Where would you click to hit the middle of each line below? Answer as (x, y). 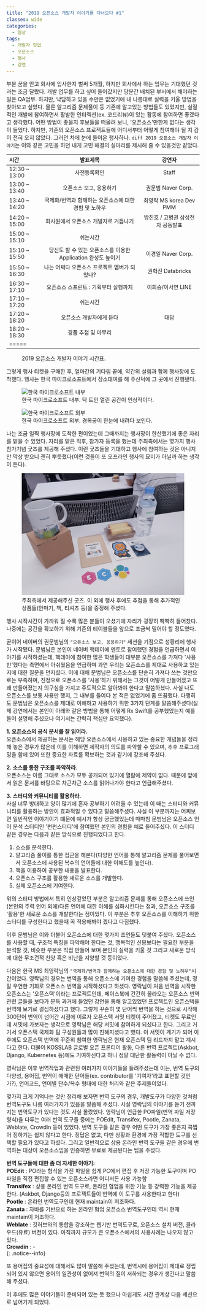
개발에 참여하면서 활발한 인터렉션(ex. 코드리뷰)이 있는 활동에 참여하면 (100, 114)
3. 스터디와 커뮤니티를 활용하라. (44, 796)
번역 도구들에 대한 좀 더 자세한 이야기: (51, 1163)
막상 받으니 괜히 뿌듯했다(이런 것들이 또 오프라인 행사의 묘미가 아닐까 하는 (100, 456)
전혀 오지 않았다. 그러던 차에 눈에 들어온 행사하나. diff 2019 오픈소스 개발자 (102, 137)
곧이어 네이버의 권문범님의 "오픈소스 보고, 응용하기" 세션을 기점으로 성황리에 (96, 642)
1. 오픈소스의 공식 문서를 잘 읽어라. (47, 731)
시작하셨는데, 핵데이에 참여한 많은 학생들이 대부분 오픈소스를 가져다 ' (104, 657)
